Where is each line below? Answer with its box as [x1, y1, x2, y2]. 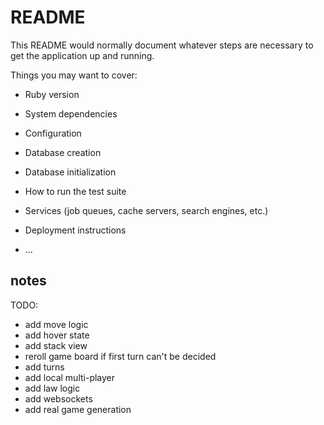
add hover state [24, 329, 90, 341]
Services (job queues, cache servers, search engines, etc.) [24, 204, 269, 216]
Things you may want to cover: [10, 69, 138, 81]
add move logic [24, 318, 89, 330]
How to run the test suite [24, 185, 127, 197]
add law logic [24, 382, 81, 394]
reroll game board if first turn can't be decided [24, 350, 217, 362]
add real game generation [24, 403, 132, 415]
